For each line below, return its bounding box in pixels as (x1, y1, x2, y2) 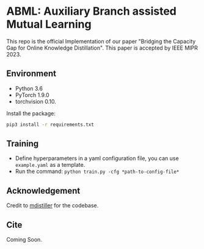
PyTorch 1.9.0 (15, 91, 50, 99)
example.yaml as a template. (15, 161, 86, 169)
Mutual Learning (6, 17, 92, 31)
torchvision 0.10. (15, 98, 56, 105)
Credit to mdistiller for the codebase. (6, 202, 99, 209)
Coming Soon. (6, 236, 43, 243)
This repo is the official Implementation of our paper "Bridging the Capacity (6, 37, 196, 45)
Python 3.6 (15, 85, 43, 92)
